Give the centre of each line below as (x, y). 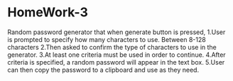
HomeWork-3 (48, 12)
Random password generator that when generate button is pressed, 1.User (116, 32)
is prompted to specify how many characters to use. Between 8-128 (107, 39)
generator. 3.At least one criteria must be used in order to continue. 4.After (116, 55)
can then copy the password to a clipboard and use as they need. (103, 70)
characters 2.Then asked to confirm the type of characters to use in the (112, 47)
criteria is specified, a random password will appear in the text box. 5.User (116, 62)
